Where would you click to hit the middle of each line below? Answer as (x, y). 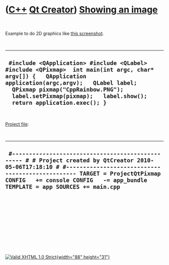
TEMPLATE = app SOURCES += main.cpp (63, 187)
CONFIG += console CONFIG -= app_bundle (76, 180)
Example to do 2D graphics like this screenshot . (55, 33)
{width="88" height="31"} (83, 257)
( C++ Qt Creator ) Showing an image (81, 10)
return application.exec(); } (59, 103)
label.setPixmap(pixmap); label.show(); (79, 96)
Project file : (17, 124)
